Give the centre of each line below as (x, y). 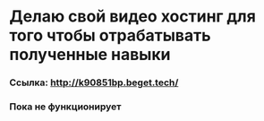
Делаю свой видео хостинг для (133, 17)
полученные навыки (90, 55)
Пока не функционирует (65, 107)
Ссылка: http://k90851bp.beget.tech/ (94, 82)
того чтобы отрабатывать (111, 35)
